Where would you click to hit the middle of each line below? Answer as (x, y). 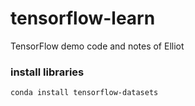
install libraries (47, 72)
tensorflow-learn (83, 18)
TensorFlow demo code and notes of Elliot (97, 46)
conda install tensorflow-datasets (84, 93)
